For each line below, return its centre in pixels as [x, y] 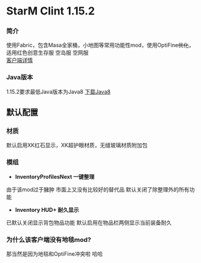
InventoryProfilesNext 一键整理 [55, 176]
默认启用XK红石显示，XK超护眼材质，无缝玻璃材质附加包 [77, 145]
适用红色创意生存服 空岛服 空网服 [47, 53]
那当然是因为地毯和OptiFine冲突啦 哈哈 [55, 254]
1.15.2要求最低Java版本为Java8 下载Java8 [58, 91]
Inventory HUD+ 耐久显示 [47, 209]
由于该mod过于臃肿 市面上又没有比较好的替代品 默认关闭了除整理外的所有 [98, 189]
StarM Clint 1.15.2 [51, 11]
